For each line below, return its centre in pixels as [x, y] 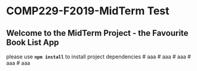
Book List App [33, 42]
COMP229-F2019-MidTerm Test [88, 11]
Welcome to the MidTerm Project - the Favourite [97, 33]
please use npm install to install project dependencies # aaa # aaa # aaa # [98, 57]
